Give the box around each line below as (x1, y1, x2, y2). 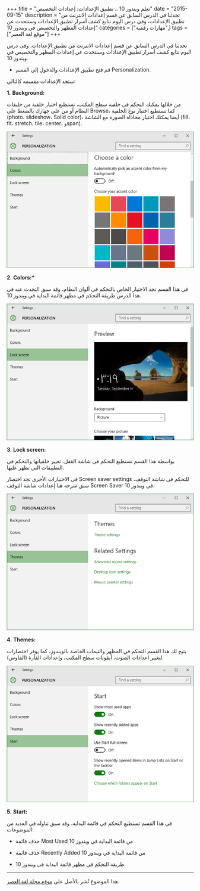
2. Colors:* (7, 274, 35, 281)
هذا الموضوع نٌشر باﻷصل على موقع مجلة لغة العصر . (7, 878, 120, 885)
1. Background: (7, 89, 45, 96)
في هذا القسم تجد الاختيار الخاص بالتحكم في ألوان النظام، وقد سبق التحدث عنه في (7, 285, 189, 293)
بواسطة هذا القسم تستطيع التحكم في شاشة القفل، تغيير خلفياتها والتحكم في (7, 458, 174, 465)
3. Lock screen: (7, 446, 46, 454)
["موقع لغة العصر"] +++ (7, 30, 61, 38)
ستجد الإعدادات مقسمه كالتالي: (7, 77, 76, 85)
